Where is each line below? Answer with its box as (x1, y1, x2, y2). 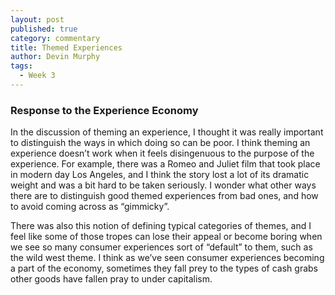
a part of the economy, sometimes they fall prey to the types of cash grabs (10, 262, 318, 275)
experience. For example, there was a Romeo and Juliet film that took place (10, 158, 321, 170)
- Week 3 (19, 71, 56, 81)
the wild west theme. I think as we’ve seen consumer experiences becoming (10, 252, 325, 264)
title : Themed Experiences (10, 42, 123, 53)
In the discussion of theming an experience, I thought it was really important (10, 126, 324, 138)
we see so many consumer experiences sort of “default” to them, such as (10, 241, 313, 253)
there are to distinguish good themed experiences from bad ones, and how (10, 190, 319, 202)
